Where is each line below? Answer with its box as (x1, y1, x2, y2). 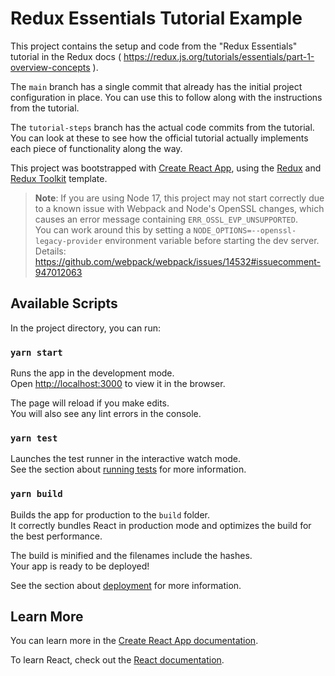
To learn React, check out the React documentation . (10, 654, 225, 666)
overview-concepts (10, 61, 91, 73)
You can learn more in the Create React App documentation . (10, 635, 259, 647)
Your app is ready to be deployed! (10, 560, 150, 572)
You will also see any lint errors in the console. (10, 408, 202, 420)
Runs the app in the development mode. (10, 367, 175, 379)
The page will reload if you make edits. (10, 397, 170, 409)
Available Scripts (10, 295, 118, 312)
